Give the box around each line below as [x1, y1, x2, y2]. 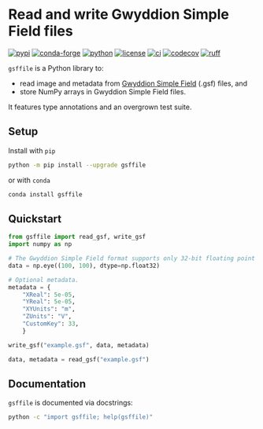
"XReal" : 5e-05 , [22, 291, 76, 299]
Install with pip [8, 145, 56, 155]
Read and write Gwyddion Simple [8, 5, 230, 24]
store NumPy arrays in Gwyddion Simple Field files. [19, 86, 187, 96]
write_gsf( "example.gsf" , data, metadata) [8, 341, 150, 349]
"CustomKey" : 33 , [22, 320, 80, 328]
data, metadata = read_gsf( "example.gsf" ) [8, 355, 150, 363]
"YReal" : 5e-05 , [22, 298, 76, 306]
